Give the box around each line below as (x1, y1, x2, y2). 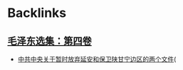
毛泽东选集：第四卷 (7, 35, 92, 47)
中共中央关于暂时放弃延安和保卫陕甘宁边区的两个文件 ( (17, 55, 177, 63)
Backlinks (7, 5, 67, 21)
